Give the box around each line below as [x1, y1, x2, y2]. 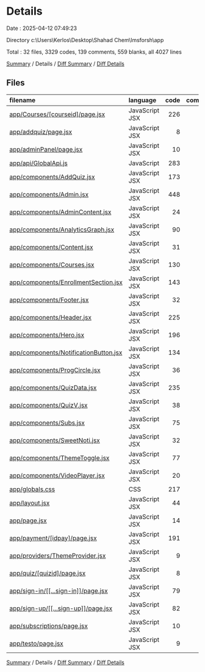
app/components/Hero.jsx [9, 331, 84, 339]
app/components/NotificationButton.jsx [9, 348, 123, 357]
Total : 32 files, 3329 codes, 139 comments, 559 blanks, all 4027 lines [6, 48, 182, 56]
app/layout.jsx [9, 499, 50, 507]
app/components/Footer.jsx [9, 295, 89, 304]
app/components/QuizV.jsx [9, 401, 88, 409]
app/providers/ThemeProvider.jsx [9, 551, 106, 560]
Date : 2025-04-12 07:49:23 [6, 24, 77, 32]
